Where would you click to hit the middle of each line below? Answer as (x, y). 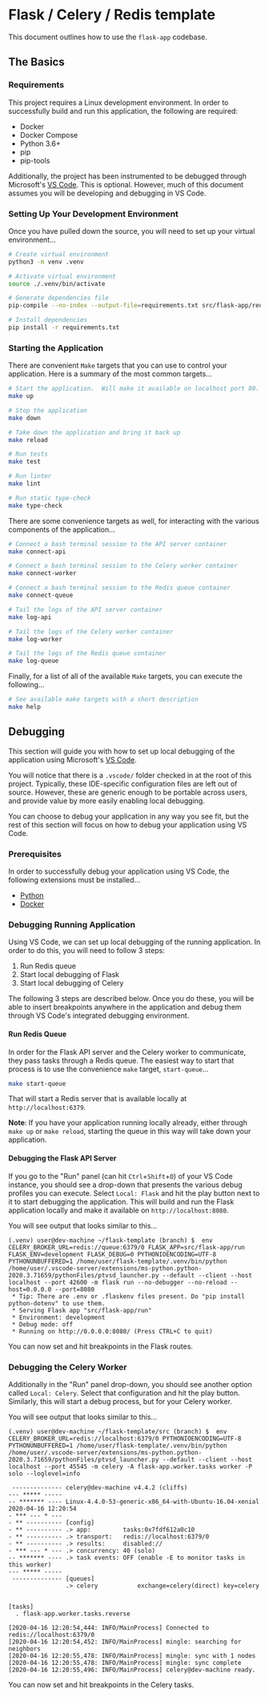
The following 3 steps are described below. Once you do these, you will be (131, 999)
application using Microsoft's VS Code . (73, 759)
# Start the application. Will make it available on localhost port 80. (134, 389)
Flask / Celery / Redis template (112, 15)
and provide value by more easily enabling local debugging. (107, 800)
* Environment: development (58, 1317)
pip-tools (35, 160)
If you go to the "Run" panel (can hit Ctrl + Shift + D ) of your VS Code (121, 1176)
